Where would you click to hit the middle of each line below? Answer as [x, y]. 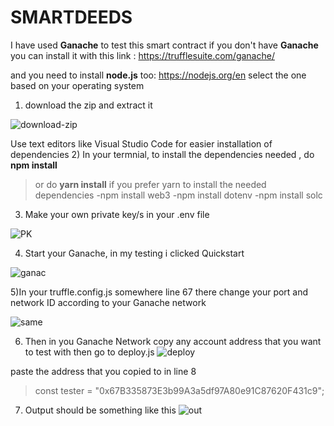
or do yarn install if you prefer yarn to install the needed [150, 184]
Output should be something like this [100, 410]
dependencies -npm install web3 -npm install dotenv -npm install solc [178, 195]
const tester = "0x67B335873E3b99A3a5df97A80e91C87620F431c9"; [179, 390]
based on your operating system [77, 85]
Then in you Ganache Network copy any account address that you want [173, 341]
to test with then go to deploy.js [89, 352]
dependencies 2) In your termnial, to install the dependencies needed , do [162, 154]
